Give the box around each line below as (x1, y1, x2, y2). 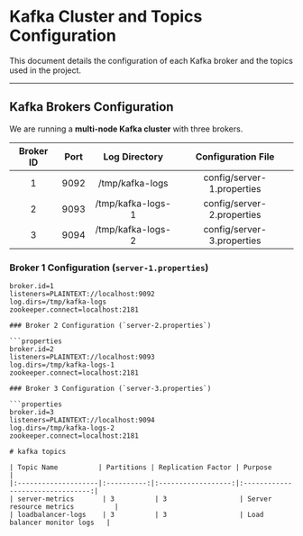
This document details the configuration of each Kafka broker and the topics (9, 55, 293, 66)
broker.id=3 (9, 408, 54, 417)
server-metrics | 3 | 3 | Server (17, 495, 272, 504)
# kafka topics (9, 448, 67, 457)
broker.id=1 (9, 282, 54, 291)
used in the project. (9, 65, 82, 76)
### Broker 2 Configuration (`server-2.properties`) (9, 322, 212, 331)
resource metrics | (9, 503, 119, 512)
